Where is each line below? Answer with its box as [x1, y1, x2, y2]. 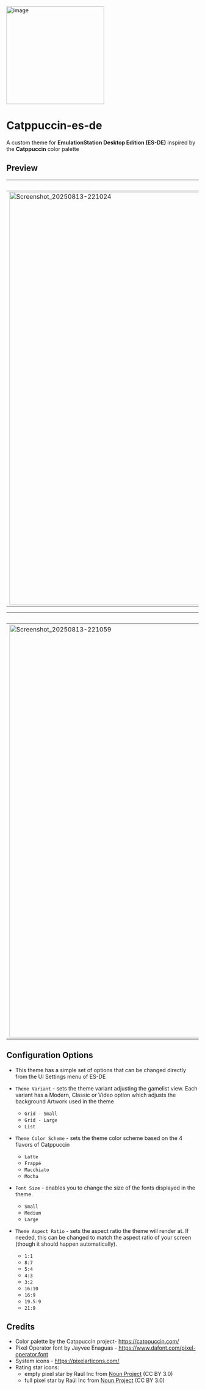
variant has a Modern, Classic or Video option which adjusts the [15, 1091, 176, 1098]
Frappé [24, 1160, 41, 1166]
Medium [24, 1210, 41, 1216]
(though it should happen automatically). [15, 1240, 117, 1248]
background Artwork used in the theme [15, 1097, 114, 1105]
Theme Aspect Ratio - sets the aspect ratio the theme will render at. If [15, 1227, 189, 1234]
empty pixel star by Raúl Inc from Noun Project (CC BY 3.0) [24, 1370, 173, 1378]
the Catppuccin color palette [6, 145, 79, 152]
